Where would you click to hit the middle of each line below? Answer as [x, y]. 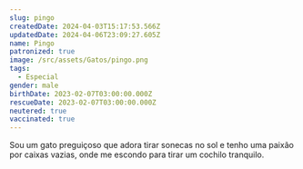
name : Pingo [32, 43]
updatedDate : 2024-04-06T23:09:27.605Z [85, 35]
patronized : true [42, 52]
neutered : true [38, 111]
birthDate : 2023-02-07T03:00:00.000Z [81, 94]
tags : [20, 69]
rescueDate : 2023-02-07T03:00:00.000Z [83, 102]
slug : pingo [32, 18]
